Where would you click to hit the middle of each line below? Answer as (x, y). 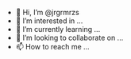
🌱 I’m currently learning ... (58, 29)
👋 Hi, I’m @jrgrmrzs (47, 12)
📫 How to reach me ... (52, 47)
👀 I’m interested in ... (49, 21)
